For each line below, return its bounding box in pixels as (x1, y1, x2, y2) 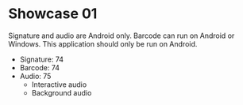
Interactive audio (31, 80, 87, 89)
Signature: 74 (19, 54, 64, 64)
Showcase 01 (8, 5, 98, 23)
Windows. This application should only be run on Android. (8, 39, 198, 48)
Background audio (31, 88, 92, 97)
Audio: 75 (19, 71, 52, 81)
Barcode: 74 (19, 62, 60, 72)
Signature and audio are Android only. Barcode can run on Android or (8, 31, 235, 40)
